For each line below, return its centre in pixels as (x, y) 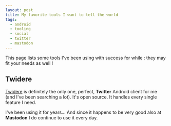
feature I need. (21, 102)
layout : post (19, 10)
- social (19, 34)
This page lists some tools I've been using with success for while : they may (85, 58)
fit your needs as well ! (29, 63)
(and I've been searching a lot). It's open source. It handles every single (81, 97)
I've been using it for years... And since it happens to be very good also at (83, 112)
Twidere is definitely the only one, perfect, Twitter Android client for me (81, 91)
